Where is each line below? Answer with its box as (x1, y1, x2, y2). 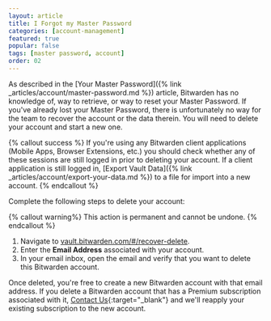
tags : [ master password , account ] (8, 49, 125, 57)
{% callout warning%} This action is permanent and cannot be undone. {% (8, 212, 257, 222)
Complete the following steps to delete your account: (8, 196, 185, 206)
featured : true (8, 34, 60, 43)
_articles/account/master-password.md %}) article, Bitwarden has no (8, 87, 239, 97)
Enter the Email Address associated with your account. (19, 244, 205, 255)
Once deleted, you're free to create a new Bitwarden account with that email (8, 277, 263, 287)
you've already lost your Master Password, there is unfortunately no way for (8, 104, 261, 114)
